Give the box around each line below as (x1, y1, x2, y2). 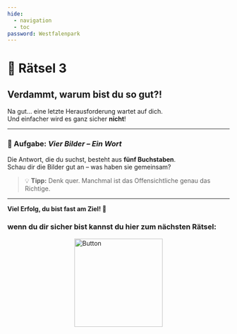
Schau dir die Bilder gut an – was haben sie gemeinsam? (7, 162, 171, 171)
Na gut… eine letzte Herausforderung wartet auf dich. (7, 107, 164, 116)
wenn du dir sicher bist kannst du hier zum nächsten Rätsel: (7, 222, 217, 232)
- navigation (13, 17, 52, 24)
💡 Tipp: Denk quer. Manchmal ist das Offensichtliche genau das (24, 176, 211, 184)
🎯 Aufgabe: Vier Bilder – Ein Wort (7, 139, 122, 149)
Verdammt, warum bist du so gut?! (7, 88, 162, 100)
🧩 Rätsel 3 (7, 61, 67, 76)
